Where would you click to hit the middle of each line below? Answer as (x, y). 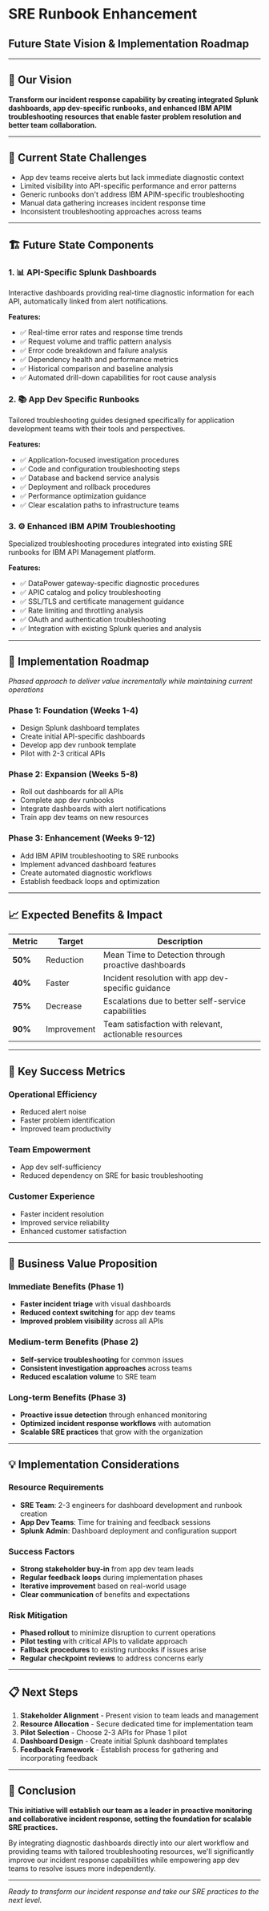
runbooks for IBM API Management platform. (82, 552)
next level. (25, 1900)
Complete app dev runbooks (67, 801)
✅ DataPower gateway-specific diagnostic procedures (110, 583)
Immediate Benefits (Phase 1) (66, 1287)
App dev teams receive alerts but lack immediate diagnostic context (132, 177)
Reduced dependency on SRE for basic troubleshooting (111, 1176)
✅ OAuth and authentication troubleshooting (93, 619)
